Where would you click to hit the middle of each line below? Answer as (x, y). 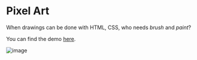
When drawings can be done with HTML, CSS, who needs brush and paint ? (99, 27)
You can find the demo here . (41, 39)
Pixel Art (28, 11)
